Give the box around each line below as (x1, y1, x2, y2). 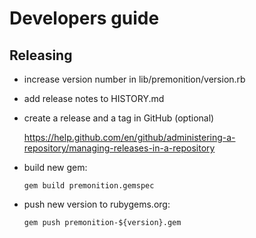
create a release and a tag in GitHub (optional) (23, 112, 215, 124)
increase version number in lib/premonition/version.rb (23, 73, 246, 85)
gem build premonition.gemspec (23, 181, 155, 191)
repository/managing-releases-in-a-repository (23, 142, 216, 154)
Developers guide (9, 7, 160, 30)
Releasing (9, 47, 73, 64)
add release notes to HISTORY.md (23, 93, 165, 104)
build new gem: (23, 162, 88, 173)
